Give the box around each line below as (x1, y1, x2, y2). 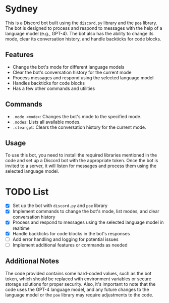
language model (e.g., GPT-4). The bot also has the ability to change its (5, 30, 154, 36)
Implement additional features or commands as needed (12, 242, 128, 248)
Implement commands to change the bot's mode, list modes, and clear (12, 208, 160, 215)
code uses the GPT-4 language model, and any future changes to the (5, 286, 149, 292)
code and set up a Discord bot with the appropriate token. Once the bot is (5, 158, 158, 164)
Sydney (5, 3, 38, 15)
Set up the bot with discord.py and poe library (12, 203, 107, 209)
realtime (12, 225, 30, 231)
